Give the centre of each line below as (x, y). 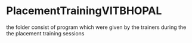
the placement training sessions (45, 33)
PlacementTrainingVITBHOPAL (84, 11)
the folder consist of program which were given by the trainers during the (96, 27)
